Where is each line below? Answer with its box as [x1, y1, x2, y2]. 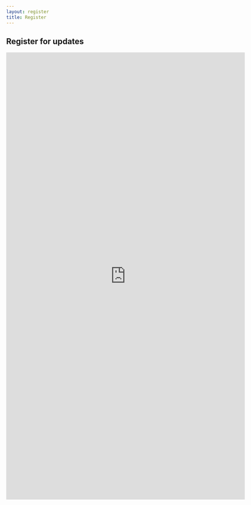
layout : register [6, 8, 49, 15]
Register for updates [6, 36, 85, 47]
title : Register [6, 14, 47, 20]
